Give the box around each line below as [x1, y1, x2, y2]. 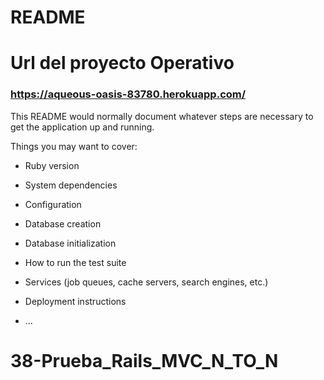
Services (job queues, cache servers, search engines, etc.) [24, 276, 269, 288]
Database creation [24, 217, 102, 230]
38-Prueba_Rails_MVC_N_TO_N [10, 349, 279, 372]
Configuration [24, 198, 82, 210]
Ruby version [24, 159, 80, 171]
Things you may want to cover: [10, 140, 138, 152]
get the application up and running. [10, 121, 155, 133]
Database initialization [24, 237, 117, 249]
